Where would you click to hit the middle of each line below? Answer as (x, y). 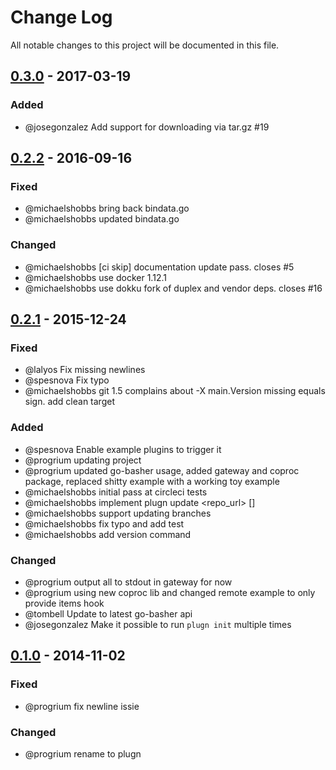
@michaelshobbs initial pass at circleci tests (116, 492)
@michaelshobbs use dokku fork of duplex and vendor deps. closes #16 (173, 288)
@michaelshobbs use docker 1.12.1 (95, 277)
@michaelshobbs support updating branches (118, 513)
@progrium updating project (83, 460)
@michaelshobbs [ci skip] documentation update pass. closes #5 (159, 267)
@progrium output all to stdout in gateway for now (128, 582)
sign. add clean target (69, 402)
